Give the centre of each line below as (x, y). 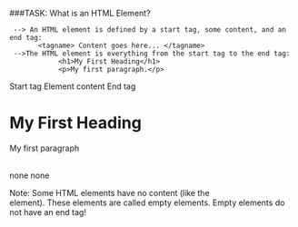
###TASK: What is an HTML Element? (80, 13)
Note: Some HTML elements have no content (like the (110, 192)
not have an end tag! (48, 212)
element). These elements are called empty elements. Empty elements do (147, 202)
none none (30, 175)
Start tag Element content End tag (73, 86)
